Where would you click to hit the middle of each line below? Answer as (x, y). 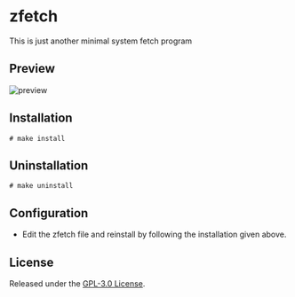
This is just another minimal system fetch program (101, 41)
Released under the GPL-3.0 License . (77, 284)
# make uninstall (41, 186)
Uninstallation (49, 165)
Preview (32, 69)
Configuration (49, 213)
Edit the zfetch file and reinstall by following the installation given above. (154, 234)
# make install (37, 138)
